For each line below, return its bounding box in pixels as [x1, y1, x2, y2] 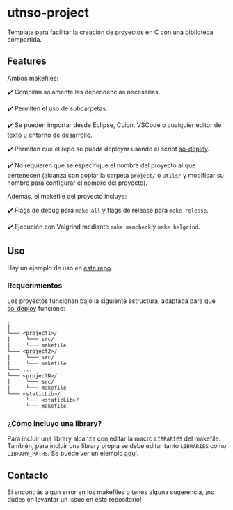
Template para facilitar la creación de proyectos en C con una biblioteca [7, 28, 214, 36]
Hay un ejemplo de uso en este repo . [7, 263, 113, 272]
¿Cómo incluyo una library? [7, 418, 102, 428]
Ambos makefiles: [7, 74, 59, 82]
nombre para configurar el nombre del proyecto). [7, 179, 148, 187]
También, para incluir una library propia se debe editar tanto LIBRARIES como [7, 442, 227, 450]
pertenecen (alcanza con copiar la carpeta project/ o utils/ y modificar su [7, 171, 224, 179]
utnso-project [7, 5, 89, 21]
